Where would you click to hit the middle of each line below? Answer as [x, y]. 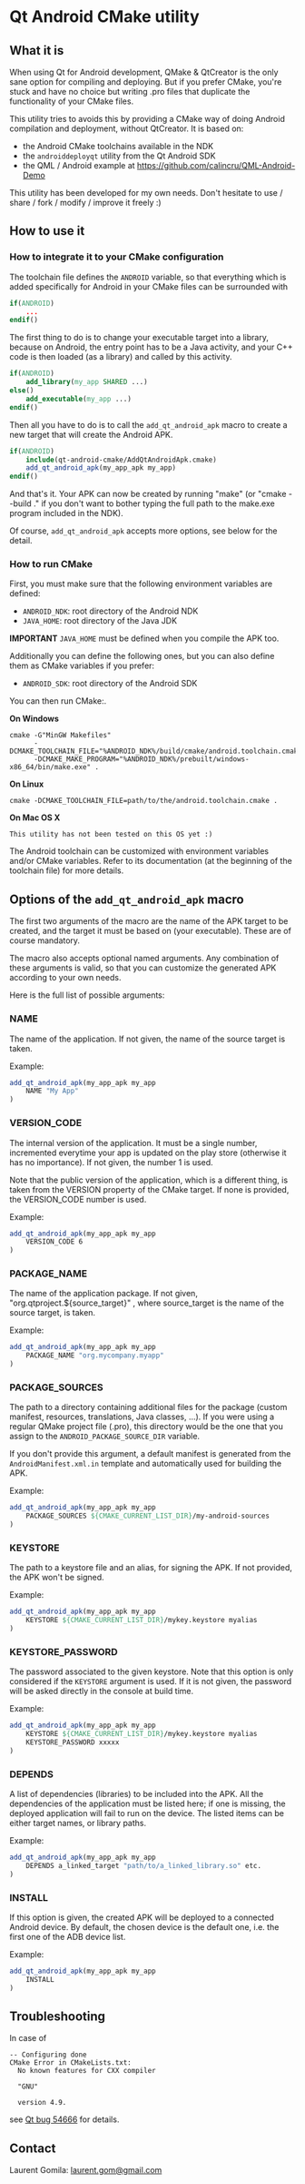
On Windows [34, 719]
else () [22, 391]
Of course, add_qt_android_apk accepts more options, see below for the [143, 531]
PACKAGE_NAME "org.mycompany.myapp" [95, 1356]
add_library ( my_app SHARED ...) [87, 382]
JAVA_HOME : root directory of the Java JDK [100, 621]
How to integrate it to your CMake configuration [117, 257]
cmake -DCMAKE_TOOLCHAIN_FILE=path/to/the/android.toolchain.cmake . [144, 801]
